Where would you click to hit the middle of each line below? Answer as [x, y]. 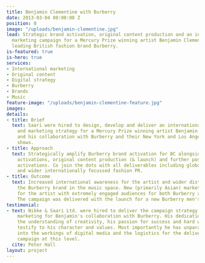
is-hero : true [24, 57]
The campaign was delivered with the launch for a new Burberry [101, 199]
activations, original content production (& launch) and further [103, 159]
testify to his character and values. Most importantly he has [99, 228]
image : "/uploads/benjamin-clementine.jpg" [63, 29]
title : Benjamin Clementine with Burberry [61, 12]
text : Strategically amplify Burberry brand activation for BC [94, 154]
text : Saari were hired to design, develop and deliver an [88, 126]
